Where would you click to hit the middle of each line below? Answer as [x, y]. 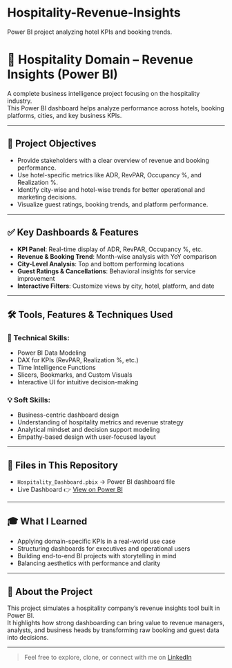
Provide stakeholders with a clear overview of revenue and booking [113, 160]
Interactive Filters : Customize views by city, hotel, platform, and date [116, 286]
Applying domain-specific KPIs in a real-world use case [96, 541]
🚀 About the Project [50, 591]
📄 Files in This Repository [63, 465]
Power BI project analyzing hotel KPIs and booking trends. [90, 32]
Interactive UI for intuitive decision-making [78, 382]
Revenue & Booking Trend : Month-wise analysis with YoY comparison [117, 256]
